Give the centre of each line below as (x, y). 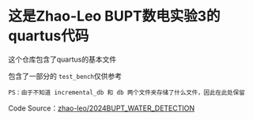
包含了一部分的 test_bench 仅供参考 (65, 76)
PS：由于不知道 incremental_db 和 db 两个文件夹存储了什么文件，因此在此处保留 (126, 92)
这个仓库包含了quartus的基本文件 (62, 59)
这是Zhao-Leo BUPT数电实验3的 (114, 16)
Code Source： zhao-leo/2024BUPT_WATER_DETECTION (102, 108)
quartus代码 (49, 36)
